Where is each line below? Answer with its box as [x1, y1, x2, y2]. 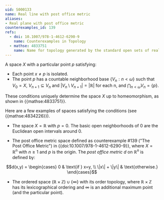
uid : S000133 [5, 7, 32, 12]
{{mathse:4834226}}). [5, 113, 50, 119]
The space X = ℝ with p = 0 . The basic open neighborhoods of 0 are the [12, 123, 159, 129]
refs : [5, 30, 16, 35]
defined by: [12, 154, 36, 160]
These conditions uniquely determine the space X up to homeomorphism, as [5, 93, 159, 99]
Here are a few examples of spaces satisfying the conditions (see [5, 108, 137, 114]
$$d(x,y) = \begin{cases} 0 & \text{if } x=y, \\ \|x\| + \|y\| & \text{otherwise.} [6, 164, 158, 170]
